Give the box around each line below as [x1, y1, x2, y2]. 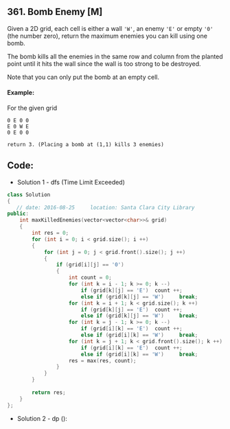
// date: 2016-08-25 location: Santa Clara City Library [16, 204, 195, 211]
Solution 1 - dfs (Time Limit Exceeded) [16, 178, 126, 186]
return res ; [32, 389, 67, 396]
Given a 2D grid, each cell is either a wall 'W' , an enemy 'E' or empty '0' [7, 24, 214, 32]
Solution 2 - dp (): [16, 414, 67, 422]
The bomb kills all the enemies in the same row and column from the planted [7, 52, 223, 60]
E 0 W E [7, 124, 30, 130]
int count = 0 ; [68, 275, 112, 281]
